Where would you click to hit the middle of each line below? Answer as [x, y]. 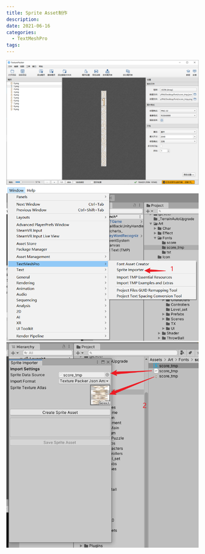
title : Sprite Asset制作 [37, 13]
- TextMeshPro [30, 39]
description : [23, 19]
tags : [13, 45]
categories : [21, 32]
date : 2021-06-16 [28, 26]
